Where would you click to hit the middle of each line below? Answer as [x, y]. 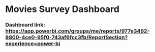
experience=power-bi [33, 43]
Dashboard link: [25, 25]
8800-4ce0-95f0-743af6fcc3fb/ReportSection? [67, 37]
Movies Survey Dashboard [62, 9]
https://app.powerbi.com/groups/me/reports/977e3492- [77, 31]
